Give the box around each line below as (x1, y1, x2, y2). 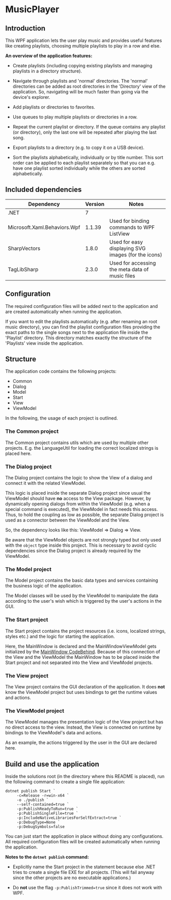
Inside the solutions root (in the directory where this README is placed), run (5, 774, 165, 780)
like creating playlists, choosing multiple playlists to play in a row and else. (5, 43, 161, 49)
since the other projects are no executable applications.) (12, 875, 131, 881)
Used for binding (109, 217, 150, 224)
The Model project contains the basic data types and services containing (5, 577, 159, 583)
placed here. (5, 450, 32, 456)
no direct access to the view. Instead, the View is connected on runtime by (5, 724, 162, 730)
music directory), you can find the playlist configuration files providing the (5, 324, 160, 330)
